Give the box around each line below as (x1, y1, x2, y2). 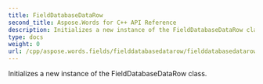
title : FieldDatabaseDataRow (8, 11, 103, 19)
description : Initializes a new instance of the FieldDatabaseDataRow (8, 26, 243, 33)
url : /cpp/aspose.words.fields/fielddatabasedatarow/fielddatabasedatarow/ (8, 47, 261, 55)
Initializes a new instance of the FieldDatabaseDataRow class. (8, 69, 207, 78)
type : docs (8, 33, 44, 41)
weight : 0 (8, 40, 41, 48)
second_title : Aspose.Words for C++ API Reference (8, 19, 177, 26)
